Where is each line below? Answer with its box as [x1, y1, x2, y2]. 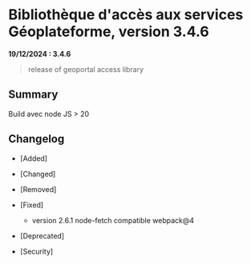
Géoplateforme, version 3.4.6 [8, 22, 210, 41]
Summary [8, 88, 59, 102]
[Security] [19, 246, 54, 256]
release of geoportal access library [27, 64, 144, 74]
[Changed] [19, 169, 56, 178]
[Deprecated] [19, 230, 65, 241]
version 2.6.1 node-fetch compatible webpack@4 [31, 215, 195, 225]
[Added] [19, 154, 48, 163]
